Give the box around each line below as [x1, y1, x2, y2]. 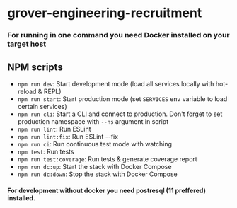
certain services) [17, 102, 67, 110]
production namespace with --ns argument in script [17, 117, 168, 125]
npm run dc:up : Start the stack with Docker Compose [17, 162, 172, 171]
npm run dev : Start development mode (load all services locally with [17, 79, 214, 88]
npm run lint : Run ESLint [17, 125, 91, 133]
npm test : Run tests [17, 147, 74, 156]
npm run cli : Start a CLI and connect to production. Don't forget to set [17, 110, 223, 118]
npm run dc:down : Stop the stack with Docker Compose [17, 170, 178, 178]
